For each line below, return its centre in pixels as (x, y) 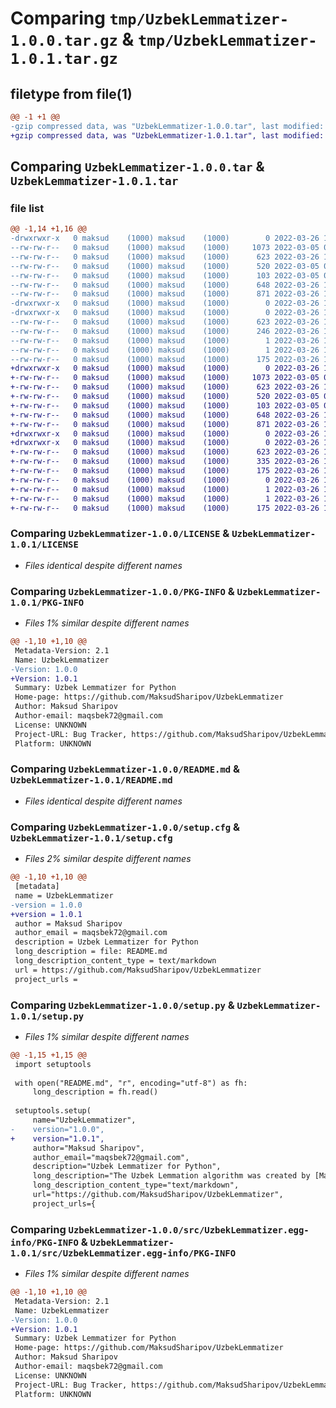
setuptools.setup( (53, 1111)
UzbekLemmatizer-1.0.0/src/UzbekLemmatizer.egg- (189, 1230)
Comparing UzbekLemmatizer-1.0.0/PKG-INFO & (122, 591)
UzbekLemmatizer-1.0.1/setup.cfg (91, 838)
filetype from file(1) (71, 93)
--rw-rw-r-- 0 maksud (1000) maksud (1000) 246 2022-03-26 (165, 331)
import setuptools (53, 1064)
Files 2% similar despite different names (108, 859)
